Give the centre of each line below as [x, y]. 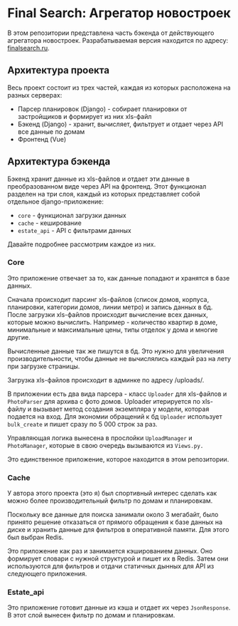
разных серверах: [35, 95]
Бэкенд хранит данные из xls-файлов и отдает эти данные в [99, 179]
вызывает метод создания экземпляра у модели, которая [121, 409]
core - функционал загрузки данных [72, 215]
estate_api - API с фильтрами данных [74, 230]
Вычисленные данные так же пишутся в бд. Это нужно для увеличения [116, 351]
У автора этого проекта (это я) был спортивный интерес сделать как [112, 494]
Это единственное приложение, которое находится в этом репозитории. [118, 459]
